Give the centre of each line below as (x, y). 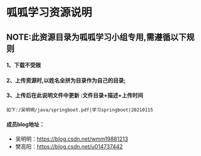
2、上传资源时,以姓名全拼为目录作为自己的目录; (66, 80)
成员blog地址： (26, 124)
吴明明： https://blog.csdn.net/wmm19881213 (71, 139)
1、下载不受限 (24, 65)
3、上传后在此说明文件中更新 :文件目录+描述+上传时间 (75, 95)
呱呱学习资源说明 (49, 13)
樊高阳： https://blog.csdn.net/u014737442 (69, 147)
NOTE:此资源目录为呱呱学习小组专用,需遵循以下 (97, 37)
